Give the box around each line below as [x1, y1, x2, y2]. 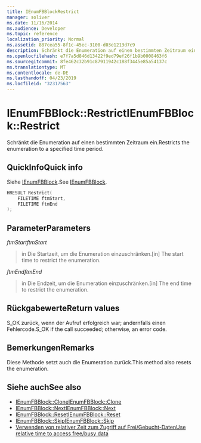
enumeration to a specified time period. [7, 145, 104, 152]
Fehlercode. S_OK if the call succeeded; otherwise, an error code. [7, 326, 168, 333]
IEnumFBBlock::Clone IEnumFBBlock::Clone [15, 398, 122, 405]
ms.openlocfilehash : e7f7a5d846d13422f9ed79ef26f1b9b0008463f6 [7, 53, 168, 59]
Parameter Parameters [7, 223, 91, 233]
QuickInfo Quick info [7, 162, 83, 173]
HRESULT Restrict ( [7, 190, 52, 196]
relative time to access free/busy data [15, 430, 109, 437]
